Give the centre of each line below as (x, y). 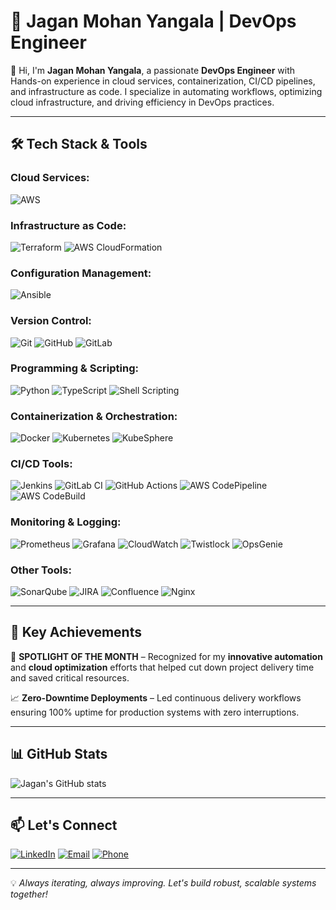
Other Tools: (41, 570)
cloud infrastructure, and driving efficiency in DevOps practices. (142, 102)
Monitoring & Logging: (66, 522)
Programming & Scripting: (74, 368)
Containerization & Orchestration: (94, 416)
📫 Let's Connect (64, 825)
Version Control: (51, 321)
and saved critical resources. (70, 677)
